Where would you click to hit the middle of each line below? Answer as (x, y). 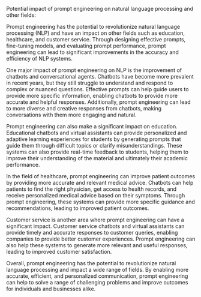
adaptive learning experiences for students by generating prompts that (94, 139)
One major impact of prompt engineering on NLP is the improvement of (94, 70)
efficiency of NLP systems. (40, 58)
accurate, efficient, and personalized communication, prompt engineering (97, 276)
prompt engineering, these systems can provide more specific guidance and (100, 202)
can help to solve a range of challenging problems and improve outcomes (97, 282)
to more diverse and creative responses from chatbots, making (84, 108)
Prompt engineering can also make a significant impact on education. (92, 126)
